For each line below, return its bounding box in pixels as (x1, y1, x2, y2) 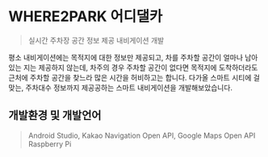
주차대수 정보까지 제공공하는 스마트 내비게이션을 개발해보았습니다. (25, 82, 232, 93)
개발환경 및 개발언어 (8, 109, 102, 122)
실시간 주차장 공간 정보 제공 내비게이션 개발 (27, 35, 165, 45)
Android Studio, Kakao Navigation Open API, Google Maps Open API (27, 130, 256, 140)
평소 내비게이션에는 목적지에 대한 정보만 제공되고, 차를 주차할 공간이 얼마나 (8, 52, 244, 62)
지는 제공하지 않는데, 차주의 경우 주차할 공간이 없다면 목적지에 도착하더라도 (23, 62, 258, 72)
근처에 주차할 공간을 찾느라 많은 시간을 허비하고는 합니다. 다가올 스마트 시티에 (8, 72, 252, 82)
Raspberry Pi (27, 138, 72, 149)
